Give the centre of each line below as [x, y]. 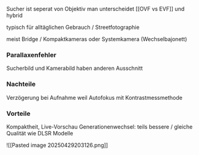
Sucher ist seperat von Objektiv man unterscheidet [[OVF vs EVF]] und [96, 9]
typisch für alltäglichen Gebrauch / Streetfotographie [73, 27]
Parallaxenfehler [32, 55]
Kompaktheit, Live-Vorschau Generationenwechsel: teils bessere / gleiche [99, 127]
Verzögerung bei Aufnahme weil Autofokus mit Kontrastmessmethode [94, 97]
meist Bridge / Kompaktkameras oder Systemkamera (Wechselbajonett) [97, 39]
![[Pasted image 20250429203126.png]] [57, 145]
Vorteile [18, 113]
